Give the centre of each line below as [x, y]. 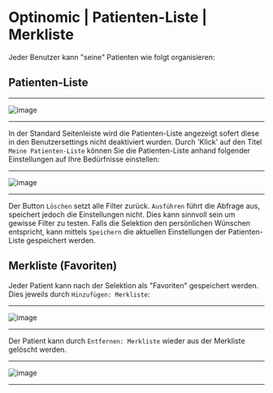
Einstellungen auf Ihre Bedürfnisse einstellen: [84, 159]
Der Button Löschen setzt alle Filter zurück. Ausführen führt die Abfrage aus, [134, 205]
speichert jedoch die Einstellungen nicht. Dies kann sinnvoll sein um [122, 214]
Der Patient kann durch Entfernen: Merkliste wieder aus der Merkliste [127, 340]
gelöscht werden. [38, 349]
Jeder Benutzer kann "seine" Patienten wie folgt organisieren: [112, 57]
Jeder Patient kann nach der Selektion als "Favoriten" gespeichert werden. [134, 285]
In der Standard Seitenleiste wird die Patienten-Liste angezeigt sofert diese [134, 133]
